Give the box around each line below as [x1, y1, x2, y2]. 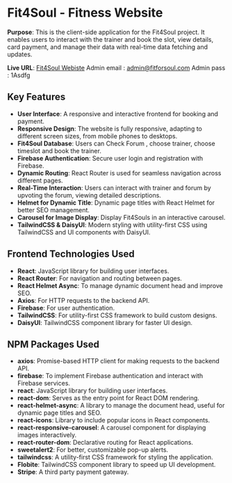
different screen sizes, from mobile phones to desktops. [17, 132, 178, 140]
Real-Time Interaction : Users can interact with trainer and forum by [17, 183, 212, 192]
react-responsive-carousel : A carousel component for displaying [17, 423, 206, 432]
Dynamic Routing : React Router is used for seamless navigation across [17, 168, 222, 177]
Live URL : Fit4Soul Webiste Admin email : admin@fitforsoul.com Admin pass [7, 63, 226, 72]
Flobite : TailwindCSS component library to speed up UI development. [17, 461, 216, 469]
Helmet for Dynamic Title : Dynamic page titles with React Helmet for [17, 198, 215, 207]
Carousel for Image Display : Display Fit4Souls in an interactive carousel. [17, 213, 226, 221]
